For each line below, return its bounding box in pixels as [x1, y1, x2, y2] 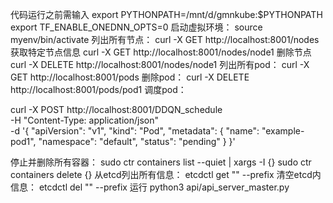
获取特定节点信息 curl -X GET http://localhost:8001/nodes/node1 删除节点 [10, 46, 312, 58]
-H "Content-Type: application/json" [10, 114, 159, 126]
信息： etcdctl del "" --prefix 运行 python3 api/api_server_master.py [10, 181, 290, 193]
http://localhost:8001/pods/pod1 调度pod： [10, 84, 187, 95]
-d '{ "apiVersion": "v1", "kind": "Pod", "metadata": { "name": [10, 125, 260, 137]
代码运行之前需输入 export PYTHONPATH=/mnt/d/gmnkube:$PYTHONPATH [10, 9, 323, 20]
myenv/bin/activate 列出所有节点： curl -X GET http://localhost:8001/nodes [10, 34, 320, 45]
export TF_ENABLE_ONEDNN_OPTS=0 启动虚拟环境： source [10, 21, 263, 33]
